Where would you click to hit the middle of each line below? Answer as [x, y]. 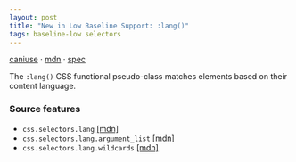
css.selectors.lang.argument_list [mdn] [99, 138]
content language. [43, 86]
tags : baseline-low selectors [66, 34]
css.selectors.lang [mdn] [70, 128]
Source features [45, 109]
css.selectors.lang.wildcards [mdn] [90, 147]
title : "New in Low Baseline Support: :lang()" [99, 26]
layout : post [33, 17]
